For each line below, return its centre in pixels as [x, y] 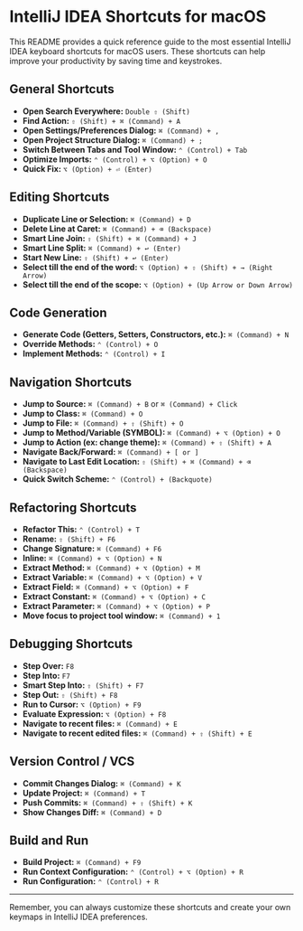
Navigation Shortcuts [71, 382]
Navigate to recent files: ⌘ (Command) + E [100, 723]
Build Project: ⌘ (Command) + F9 [82, 862]
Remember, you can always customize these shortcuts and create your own [150, 907]
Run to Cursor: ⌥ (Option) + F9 [82, 704]
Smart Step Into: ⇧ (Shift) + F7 [83, 685]
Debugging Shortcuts [71, 644]
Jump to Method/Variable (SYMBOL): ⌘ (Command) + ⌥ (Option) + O [151, 433]
